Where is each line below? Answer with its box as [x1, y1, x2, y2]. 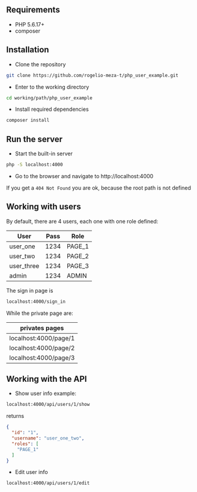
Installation [6, 45, 49, 55]
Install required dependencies [14, 105, 89, 113]
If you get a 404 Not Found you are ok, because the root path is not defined [6, 184, 191, 192]
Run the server [6, 134, 63, 144]
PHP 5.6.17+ [14, 20, 45, 28]
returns [6, 413, 25, 420]
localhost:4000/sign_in [6, 298, 66, 305]
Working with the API [6, 374, 87, 384]
